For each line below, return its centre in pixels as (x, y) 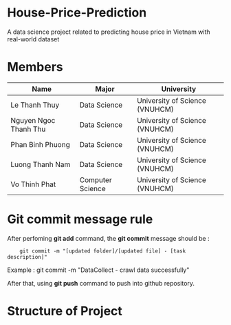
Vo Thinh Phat (33, 184)
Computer (96, 179)
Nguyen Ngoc (33, 120)
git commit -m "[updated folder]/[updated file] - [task (103, 251)
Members (35, 67)
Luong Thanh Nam (41, 164)
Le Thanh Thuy (35, 105)
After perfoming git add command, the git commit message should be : (108, 238)
